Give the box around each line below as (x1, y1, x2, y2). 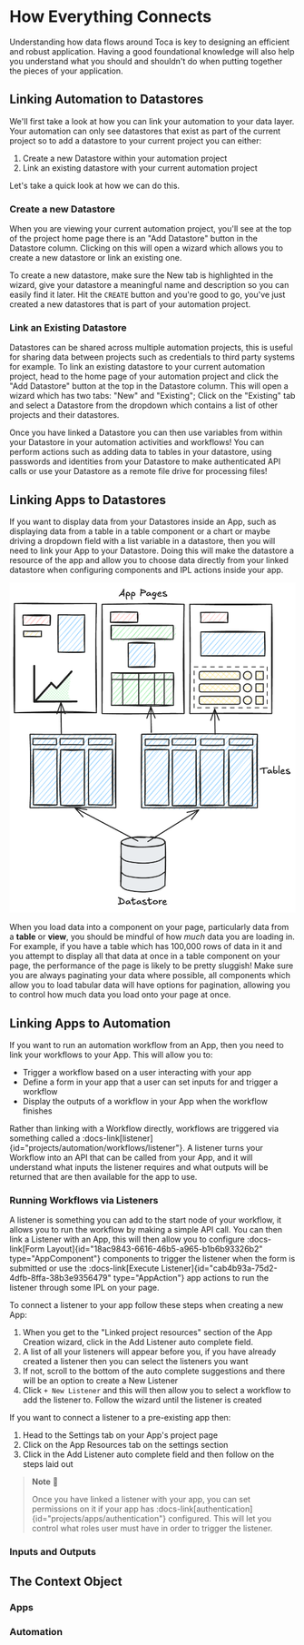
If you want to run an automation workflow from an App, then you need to (9, 1040, 284, 1051)
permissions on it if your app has (31, 1503, 154, 1514)
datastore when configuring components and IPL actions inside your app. (9, 565, 284, 576)
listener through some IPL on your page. (9, 1283, 160, 1293)
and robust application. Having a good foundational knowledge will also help (9, 45, 295, 56)
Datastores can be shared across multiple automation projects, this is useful (9, 342, 293, 353)
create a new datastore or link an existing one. (9, 253, 182, 263)
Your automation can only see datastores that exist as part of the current (9, 125, 281, 136)
